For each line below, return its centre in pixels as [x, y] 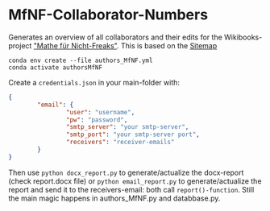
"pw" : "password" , [97, 120]
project [20, 45]
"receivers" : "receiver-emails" [120, 143]
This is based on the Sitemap [169, 45]
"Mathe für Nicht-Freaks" [75, 45]
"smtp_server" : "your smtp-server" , [127, 127]
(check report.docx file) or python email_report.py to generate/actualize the [135, 181]
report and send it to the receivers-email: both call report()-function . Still [131, 189]
